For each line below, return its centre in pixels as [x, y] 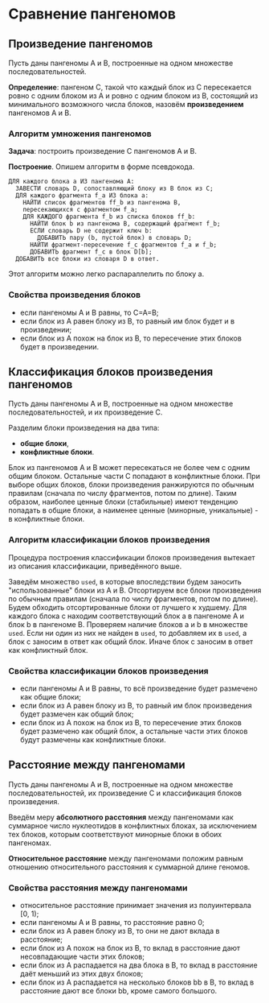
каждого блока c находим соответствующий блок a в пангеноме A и [126, 616]
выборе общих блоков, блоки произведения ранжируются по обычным [131, 485]
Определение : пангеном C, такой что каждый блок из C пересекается [130, 87]
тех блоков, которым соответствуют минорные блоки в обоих [115, 834]
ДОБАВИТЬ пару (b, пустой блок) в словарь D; [115, 238]
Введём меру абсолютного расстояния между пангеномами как [121, 817]
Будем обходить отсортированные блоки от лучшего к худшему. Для [128, 607]
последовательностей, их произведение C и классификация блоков [125, 793]
